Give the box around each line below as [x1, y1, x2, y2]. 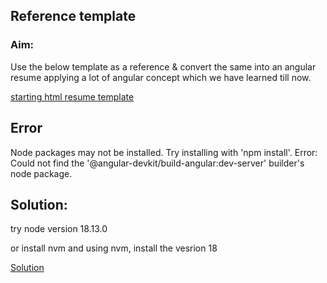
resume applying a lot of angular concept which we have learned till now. [10, 71, 312, 83]
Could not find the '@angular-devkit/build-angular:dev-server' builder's [10, 157, 305, 169]
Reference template [10, 8, 137, 25]
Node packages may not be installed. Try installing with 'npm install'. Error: [10, 146, 318, 158]
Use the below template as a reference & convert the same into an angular [10, 60, 317, 73]
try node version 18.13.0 [10, 223, 108, 235]
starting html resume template [10, 90, 135, 103]
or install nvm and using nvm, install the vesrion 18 [10, 242, 218, 254]
